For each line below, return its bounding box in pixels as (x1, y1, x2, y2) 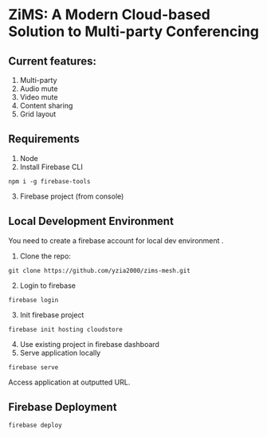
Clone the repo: (19, 251, 72, 261)
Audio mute (19, 84, 58, 93)
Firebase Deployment (8, 400, 117, 414)
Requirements (8, 132, 80, 146)
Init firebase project (19, 309, 84, 320)
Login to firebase (19, 281, 76, 290)
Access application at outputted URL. (8, 377, 131, 387)
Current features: (8, 54, 97, 68)
